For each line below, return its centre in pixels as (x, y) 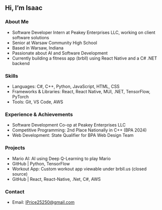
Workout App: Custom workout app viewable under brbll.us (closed (79, 169)
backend (21, 63)
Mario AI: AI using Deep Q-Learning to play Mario (61, 158)
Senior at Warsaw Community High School (55, 43)
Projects (15, 148)
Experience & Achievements (39, 114)
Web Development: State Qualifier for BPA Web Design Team (73, 135)
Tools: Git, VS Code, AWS (38, 102)
